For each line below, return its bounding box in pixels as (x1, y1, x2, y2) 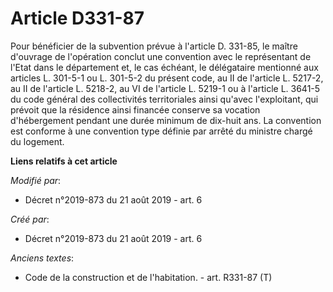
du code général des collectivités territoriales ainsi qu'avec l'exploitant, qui (10, 93, 319, 105)
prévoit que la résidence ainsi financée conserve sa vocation (10, 103, 261, 116)
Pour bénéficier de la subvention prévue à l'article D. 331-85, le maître (10, 40, 298, 52)
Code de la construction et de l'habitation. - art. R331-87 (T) (24, 271, 273, 283)
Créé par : (10, 213, 50, 225)
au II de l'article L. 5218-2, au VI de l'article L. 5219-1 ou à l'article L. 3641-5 (10, 82, 321, 94)
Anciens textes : (10, 252, 75, 264)
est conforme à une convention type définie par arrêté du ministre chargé (10, 125, 313, 137)
